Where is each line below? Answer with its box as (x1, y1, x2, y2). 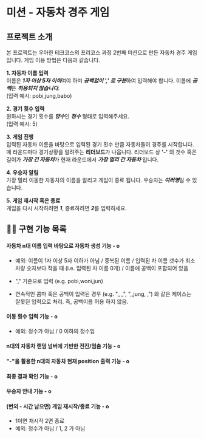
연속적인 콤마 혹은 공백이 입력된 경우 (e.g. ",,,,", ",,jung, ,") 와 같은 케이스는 (15, 290, 192, 298)
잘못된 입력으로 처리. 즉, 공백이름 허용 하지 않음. (15, 298, 129, 305)
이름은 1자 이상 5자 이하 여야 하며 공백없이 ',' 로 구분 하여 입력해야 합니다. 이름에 (6, 77, 191, 84)
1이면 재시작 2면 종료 (15, 417, 65, 425)
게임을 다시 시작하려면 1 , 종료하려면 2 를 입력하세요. (6, 205, 127, 211)
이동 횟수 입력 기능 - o (6, 313, 58, 320)
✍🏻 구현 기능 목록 (6, 224, 67, 234)
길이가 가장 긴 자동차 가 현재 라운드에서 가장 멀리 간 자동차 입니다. (6, 156, 159, 163)
